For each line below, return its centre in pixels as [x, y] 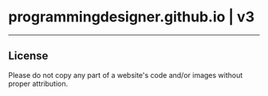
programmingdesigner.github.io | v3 [132, 17]
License [28, 56]
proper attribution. [38, 83]
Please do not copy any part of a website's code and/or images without [126, 75]
